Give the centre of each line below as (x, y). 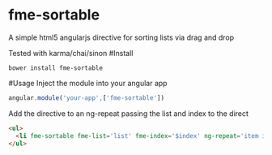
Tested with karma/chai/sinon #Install (71, 53)
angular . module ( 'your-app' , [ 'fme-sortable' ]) (86, 98)
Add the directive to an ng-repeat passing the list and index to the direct (129, 113)
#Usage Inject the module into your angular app (88, 83)
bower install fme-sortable (56, 68)
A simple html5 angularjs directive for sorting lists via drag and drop (121, 37)
